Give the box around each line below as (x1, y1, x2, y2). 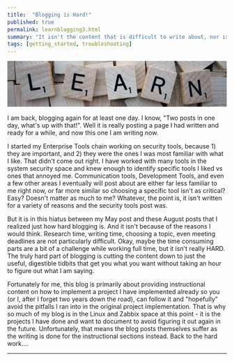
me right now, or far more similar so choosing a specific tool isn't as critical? (7, 187, 226, 195)
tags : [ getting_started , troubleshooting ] (7, 40, 132, 48)
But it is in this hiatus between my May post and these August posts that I (7, 215, 218, 223)
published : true (7, 18, 54, 26)
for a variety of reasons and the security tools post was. (7, 201, 168, 210)
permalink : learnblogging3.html (7, 26, 101, 33)
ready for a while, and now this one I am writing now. (7, 129, 159, 137)
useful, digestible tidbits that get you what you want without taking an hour (7, 259, 221, 268)
